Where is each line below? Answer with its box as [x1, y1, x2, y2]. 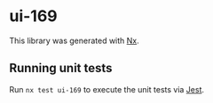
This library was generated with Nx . [9, 35, 139, 46]
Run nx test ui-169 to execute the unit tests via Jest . [9, 84, 205, 94]
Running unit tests [9, 61, 113, 76]
